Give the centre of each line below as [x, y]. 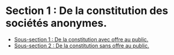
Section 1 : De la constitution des [87, 11]
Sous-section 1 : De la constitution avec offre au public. [81, 39]
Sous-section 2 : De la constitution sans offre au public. [82, 46]
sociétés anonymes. [56, 23]
